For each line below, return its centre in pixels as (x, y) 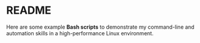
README (29, 10)
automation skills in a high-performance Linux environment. (80, 33)
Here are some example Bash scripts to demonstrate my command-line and (100, 27)
